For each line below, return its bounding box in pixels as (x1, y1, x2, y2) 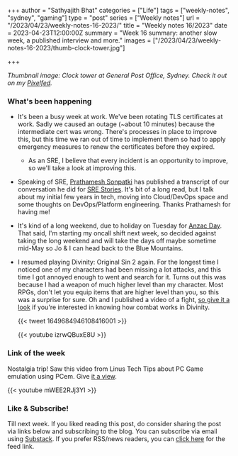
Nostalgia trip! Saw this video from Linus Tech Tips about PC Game (7, 365, 204, 373)
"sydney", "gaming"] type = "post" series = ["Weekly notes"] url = (7, 13, 200, 22)
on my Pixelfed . (7, 79, 53, 87)
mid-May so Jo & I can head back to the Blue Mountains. (17, 244, 183, 252)
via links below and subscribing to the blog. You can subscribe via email (7, 427, 217, 435)
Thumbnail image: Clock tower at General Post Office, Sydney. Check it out (7, 71, 227, 79)
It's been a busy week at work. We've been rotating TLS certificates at (17, 113, 223, 121)
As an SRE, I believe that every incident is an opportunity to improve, (28, 156, 228, 165)
